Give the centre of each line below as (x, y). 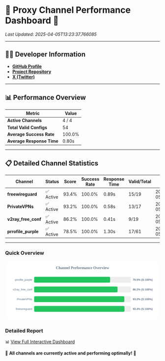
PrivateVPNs (20, 206)
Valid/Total (140, 182)
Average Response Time (33, 141)
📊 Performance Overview (45, 98)
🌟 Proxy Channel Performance (68, 10)
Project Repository (32, 72)
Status (52, 182)
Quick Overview (25, 253)
